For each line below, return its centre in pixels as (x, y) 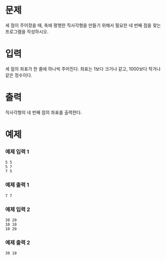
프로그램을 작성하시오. (27, 31)
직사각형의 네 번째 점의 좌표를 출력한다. (44, 112)
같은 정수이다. (19, 75)
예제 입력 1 (17, 151)
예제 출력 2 (18, 242)
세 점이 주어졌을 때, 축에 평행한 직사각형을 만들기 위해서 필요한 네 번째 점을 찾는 (83, 25)
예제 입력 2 (18, 209)
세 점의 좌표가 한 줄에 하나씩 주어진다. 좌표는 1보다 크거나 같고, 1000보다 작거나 (83, 69)
